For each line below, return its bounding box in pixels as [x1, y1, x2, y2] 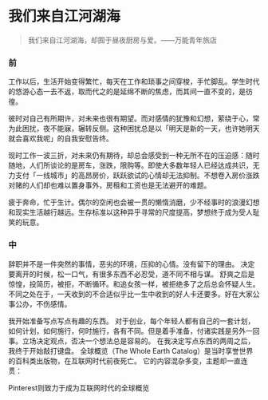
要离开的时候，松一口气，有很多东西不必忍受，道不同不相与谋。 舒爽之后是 [8, 269, 255, 279]
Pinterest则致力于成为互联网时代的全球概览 [8, 382, 150, 392]
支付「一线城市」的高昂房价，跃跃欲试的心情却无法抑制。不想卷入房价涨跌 [14, 171, 260, 180]
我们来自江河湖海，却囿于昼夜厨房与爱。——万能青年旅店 [27, 35, 217, 45]
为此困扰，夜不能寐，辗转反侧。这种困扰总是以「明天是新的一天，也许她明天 [8, 124, 260, 133]
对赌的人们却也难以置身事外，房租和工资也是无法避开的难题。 [8, 180, 211, 190]
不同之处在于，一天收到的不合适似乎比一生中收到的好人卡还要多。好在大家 [8, 289, 253, 299]
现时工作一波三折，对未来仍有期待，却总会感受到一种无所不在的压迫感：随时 [8, 151, 260, 160]
